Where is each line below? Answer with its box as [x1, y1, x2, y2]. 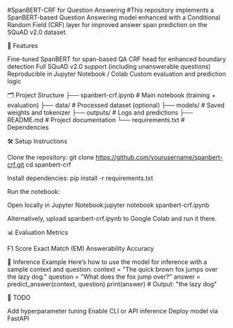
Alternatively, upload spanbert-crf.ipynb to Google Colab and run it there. [7, 215, 217, 222]
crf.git [7, 161, 24, 169]
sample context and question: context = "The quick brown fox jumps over [7, 265, 218, 273]
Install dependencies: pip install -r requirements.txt [7, 174, 153, 182]
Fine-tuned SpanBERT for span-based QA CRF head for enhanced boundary [7, 55, 226, 63]
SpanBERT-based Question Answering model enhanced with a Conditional [7, 13, 220, 22]
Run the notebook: [7, 188, 61, 195]
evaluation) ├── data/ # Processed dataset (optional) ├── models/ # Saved [7, 101, 225, 109]
